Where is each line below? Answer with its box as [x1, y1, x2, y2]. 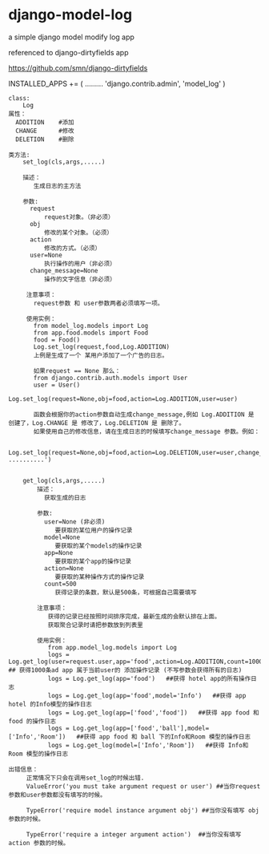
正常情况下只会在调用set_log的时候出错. [26, 774, 145, 782]
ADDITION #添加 [15, 118, 74, 126]
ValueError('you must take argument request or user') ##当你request [26, 782, 261, 791]
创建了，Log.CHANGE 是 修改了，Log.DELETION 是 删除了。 [8, 419, 186, 427]
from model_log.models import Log [33, 322, 149, 330]
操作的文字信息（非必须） [43, 275, 116, 283]
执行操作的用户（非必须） [43, 259, 116, 268]
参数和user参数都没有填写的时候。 [8, 791, 106, 799]
